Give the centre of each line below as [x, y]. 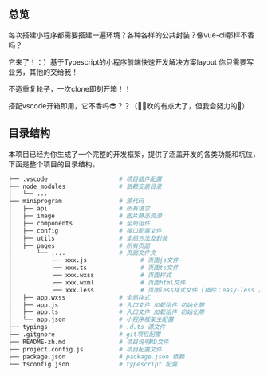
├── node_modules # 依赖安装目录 [85, 186]
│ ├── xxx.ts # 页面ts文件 [94, 268]
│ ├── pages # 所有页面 [79, 245]
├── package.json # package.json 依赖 [97, 357]
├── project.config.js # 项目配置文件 [85, 349]
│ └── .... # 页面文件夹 [82, 253]
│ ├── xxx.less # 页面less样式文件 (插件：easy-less [132, 290]
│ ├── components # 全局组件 [79, 223]
